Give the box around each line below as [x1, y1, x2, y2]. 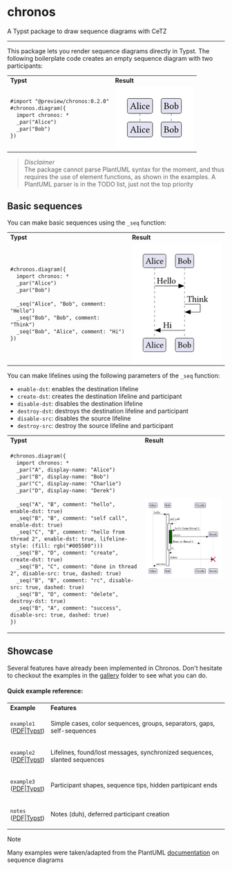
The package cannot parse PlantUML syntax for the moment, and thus [23, 165, 224, 174]
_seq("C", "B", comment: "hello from [16, 529, 125, 536]
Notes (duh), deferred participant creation [50, 810, 170, 818]
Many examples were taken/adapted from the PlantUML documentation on [7, 848, 220, 857]
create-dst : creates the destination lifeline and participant [17, 392, 182, 401]
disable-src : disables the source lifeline [17, 414, 131, 422]
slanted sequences [50, 756, 105, 764]
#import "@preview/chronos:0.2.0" [10, 98, 110, 105]
